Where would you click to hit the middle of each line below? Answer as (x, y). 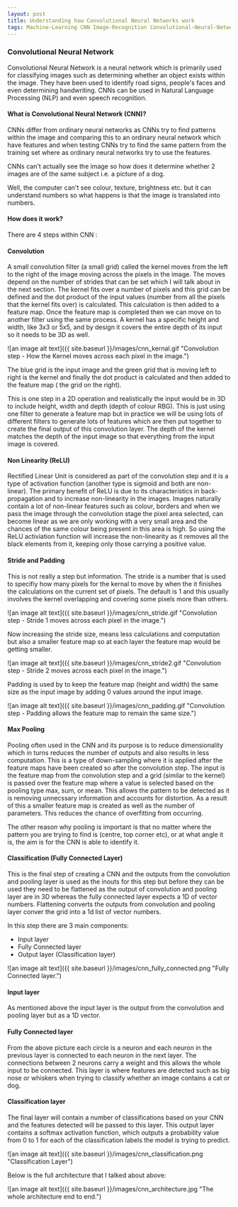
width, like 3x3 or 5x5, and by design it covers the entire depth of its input (115, 327)
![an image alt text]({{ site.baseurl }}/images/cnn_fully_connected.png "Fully (118, 968)
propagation (25, 499)
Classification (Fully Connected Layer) (65, 858)
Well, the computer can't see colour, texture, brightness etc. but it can (109, 187)
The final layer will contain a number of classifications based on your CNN (115, 1117)
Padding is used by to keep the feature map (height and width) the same (113, 684)
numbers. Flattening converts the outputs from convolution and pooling (111, 904)
